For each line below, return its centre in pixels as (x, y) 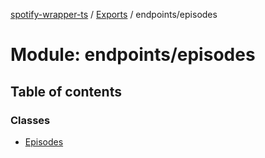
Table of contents (66, 91)
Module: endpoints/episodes (133, 55)
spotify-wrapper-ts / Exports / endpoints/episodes (114, 14)
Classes (30, 120)
